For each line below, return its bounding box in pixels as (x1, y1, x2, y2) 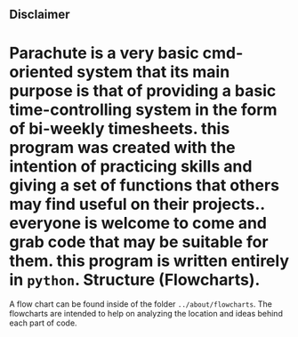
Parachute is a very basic (9, 43, 199, 63)
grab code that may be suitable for (9, 231, 269, 252)
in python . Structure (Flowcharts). (9, 269, 261, 290)
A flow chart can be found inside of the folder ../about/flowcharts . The (9, 299, 273, 309)
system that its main (77, 61, 230, 82)
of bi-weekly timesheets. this (9, 118, 230, 139)
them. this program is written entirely (9, 251, 290, 270)
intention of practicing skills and (9, 156, 253, 176)
